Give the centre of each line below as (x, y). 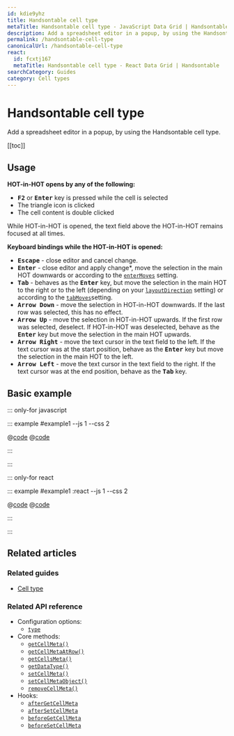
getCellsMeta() (49, 659)
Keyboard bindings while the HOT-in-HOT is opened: (85, 247)
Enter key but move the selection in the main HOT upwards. (104, 334)
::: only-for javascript (37, 410)
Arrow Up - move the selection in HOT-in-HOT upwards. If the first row (120, 320)
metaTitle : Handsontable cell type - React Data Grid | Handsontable (116, 65)
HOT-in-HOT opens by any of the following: (71, 185)
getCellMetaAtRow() (56, 652)
